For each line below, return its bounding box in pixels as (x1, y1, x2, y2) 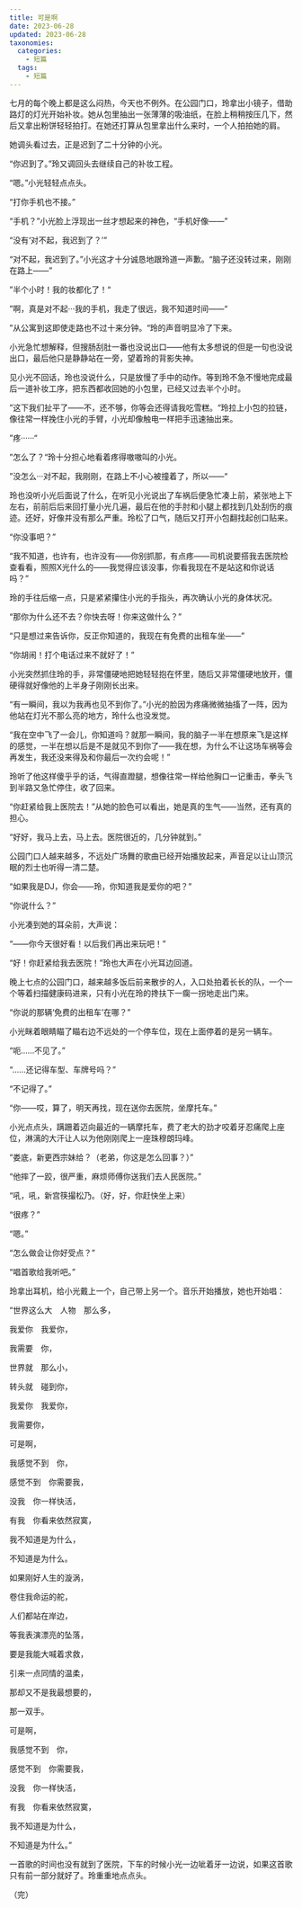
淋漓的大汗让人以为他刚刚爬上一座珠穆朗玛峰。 (24, 1132, 199, 1143)
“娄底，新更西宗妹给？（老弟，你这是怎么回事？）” (9, 1152, 194, 1163)
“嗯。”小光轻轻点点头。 (9, 177, 92, 188)
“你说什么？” (9, 900, 57, 911)
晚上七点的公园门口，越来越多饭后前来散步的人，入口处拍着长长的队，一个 (9, 976, 285, 987)
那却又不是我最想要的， (9, 1687, 96, 1698)
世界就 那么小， (9, 1361, 73, 1372)
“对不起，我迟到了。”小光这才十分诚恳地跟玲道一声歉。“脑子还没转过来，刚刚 (9, 254, 292, 264)
